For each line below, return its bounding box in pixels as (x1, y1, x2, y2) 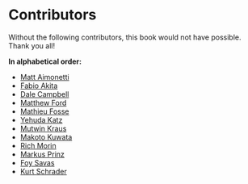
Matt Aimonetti (19, 72, 70, 82)
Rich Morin (19, 140, 57, 150)
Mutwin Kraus (19, 123, 67, 133)
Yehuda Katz (19, 115, 63, 124)
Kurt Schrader (19, 166, 67, 176)
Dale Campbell (19, 89, 69, 98)
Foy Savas (19, 157, 55, 167)
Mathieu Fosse (19, 107, 69, 116)
